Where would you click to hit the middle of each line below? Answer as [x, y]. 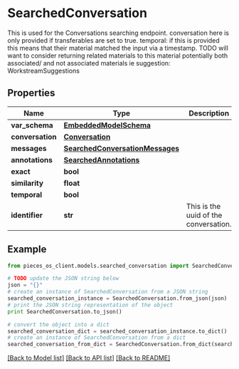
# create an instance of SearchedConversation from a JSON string [108, 292]
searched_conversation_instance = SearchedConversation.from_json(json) [117, 298]
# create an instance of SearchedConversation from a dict [97, 338]
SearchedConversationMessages [122, 148]
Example [27, 250]
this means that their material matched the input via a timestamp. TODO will [118, 48]
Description [209, 113]
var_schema [32, 125]
